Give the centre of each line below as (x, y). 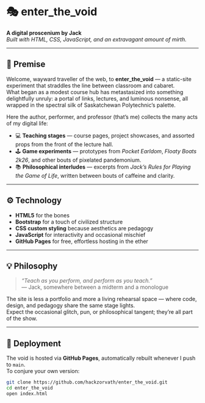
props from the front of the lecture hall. (64, 144)
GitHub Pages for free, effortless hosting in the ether (81, 241)
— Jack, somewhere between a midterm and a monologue (95, 287)
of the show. (22, 319)
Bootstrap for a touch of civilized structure (69, 222)
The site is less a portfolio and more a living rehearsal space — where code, (102, 299)
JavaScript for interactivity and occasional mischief (80, 234)
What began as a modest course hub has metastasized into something (95, 92)
